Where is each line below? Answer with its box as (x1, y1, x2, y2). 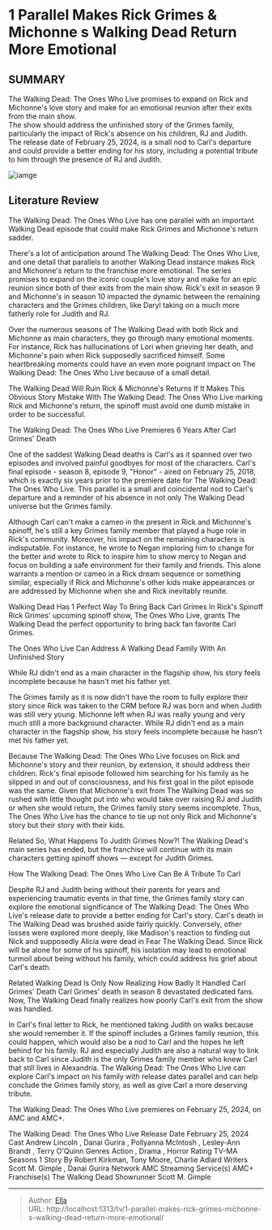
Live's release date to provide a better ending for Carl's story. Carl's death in (8, 910, 264, 920)
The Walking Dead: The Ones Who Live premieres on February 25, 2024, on (8, 1104, 261, 1114)
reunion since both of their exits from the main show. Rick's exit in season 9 (8, 283, 261, 292)
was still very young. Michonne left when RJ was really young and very (8, 709, 245, 719)
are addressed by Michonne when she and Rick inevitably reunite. (8, 586, 228, 596)
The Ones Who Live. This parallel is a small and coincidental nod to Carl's (8, 483, 253, 493)
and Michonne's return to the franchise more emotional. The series (8, 266, 232, 275)
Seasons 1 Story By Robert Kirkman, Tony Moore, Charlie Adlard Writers (8, 1154, 249, 1164)
